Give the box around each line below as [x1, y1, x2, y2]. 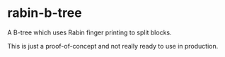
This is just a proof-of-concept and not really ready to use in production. [7, 42, 219, 50]
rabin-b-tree [7, 5, 83, 21]
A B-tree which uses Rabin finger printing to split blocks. [7, 28, 172, 37]
